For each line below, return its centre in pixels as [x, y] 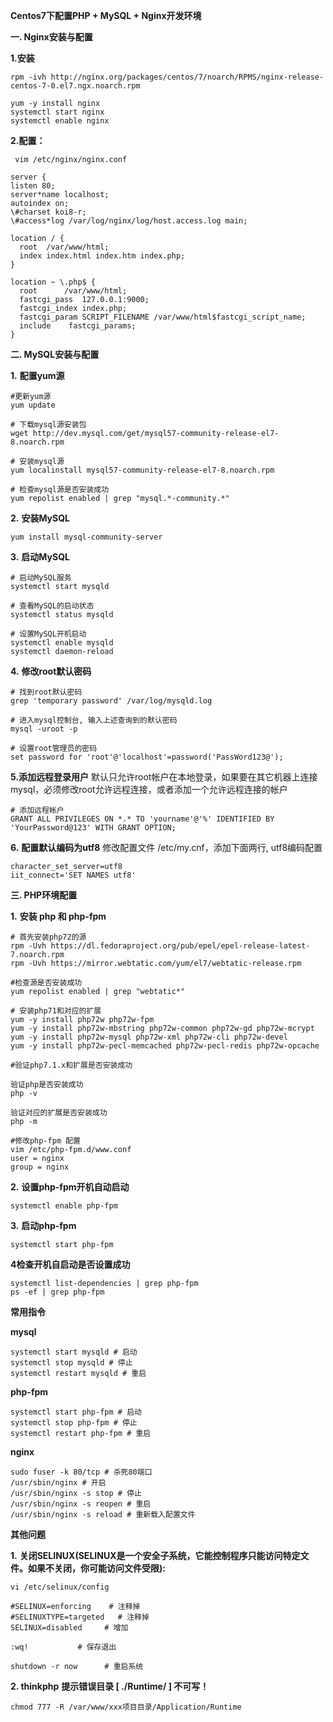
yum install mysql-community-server [86, 537]
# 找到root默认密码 [46, 692]
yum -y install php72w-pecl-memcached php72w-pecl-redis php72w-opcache [165, 1046]
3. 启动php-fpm [43, 1225]
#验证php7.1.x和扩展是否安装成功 [71, 1065]
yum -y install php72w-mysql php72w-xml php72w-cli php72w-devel [149, 1037]
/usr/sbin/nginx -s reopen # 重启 [81, 1504]
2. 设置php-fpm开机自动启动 [70, 1187]
